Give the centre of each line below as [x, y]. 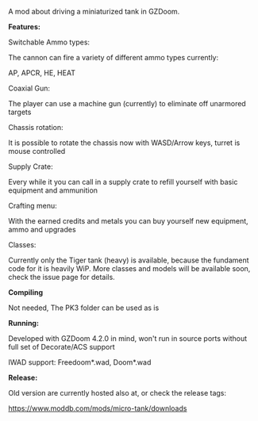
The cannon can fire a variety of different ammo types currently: [114, 57]
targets [20, 112]
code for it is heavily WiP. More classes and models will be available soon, [129, 268]
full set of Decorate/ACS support [62, 347]
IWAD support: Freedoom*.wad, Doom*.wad [80, 362]
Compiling [26, 292]
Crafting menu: [33, 206]
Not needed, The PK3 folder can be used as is [84, 308]
